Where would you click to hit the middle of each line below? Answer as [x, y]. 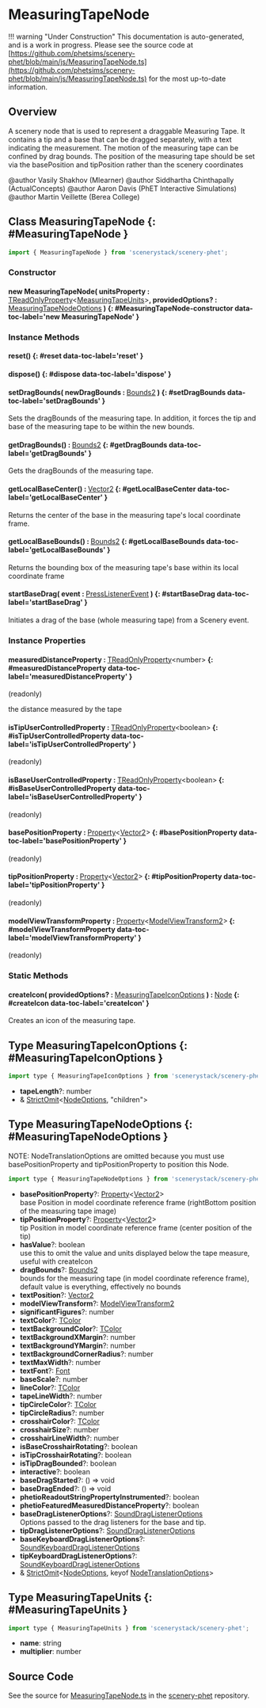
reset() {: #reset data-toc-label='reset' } [76, 356]
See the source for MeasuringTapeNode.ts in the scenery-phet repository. [129, 1695]
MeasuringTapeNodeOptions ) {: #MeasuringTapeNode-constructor [121, 308]
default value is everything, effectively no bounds [100, 1286]
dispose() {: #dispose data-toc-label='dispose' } [90, 375]
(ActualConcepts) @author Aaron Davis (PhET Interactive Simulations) [123, 188]
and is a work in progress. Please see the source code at [101, 44]
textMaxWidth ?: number [60, 1362]
